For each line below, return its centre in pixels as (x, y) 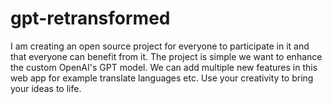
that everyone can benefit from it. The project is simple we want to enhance (166, 56)
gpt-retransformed (90, 18)
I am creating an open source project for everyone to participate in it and (160, 46)
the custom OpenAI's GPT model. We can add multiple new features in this (164, 67)
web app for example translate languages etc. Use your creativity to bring (162, 78)
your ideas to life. (46, 88)
